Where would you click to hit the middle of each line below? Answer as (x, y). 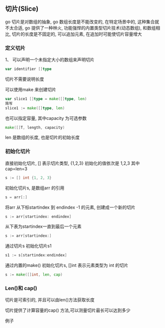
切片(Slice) (22, 9)
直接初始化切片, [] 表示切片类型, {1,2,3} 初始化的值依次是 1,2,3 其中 (72, 163)
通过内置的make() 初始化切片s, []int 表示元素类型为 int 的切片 (67, 265)
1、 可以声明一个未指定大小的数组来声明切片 (50, 60)
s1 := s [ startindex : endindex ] (36, 255)
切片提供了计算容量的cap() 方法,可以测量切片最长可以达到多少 (68, 310)
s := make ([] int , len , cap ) (34, 275)
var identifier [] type (28, 69)
